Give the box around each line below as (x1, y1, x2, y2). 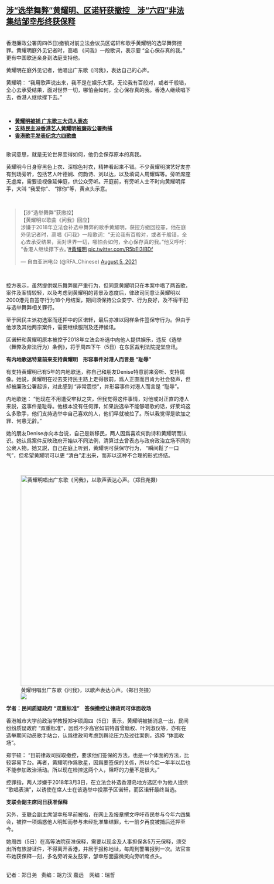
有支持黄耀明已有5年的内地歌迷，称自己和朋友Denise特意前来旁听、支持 (6, 368, 180, 375)
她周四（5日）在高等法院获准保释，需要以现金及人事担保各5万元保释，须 (6, 838, 181, 845)
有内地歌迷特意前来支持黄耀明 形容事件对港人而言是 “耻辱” (6, 356, 152, 363)
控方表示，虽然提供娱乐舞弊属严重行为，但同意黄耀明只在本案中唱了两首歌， (6, 282, 191, 289)
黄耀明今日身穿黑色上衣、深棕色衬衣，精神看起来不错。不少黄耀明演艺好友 (6, 163, 186, 170)
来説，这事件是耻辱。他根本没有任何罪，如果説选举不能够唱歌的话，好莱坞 (6, 402, 186, 409)
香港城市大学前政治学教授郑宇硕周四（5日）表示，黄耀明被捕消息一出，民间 (6, 717, 189, 724)
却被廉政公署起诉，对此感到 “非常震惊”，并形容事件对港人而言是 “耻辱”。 (6, 383, 183, 390)
